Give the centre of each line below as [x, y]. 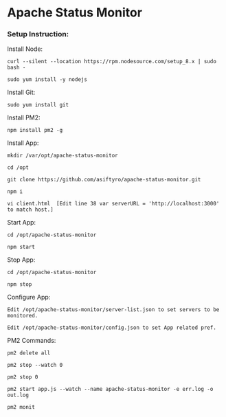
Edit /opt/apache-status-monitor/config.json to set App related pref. [112, 328]
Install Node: [25, 49]
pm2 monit [21, 407]
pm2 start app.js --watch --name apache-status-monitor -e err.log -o [110, 390]
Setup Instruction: [38, 34]
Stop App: [21, 260]
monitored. [23, 316]
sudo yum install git [38, 105]
